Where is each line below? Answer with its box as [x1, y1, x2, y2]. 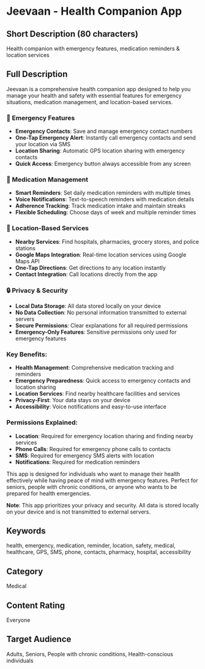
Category [6, 566, 43, 577]
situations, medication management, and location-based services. [6, 98, 173, 105]
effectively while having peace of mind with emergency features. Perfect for [6, 476, 198, 484]
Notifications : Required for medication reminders [15, 458, 140, 466]
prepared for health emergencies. [6, 490, 91, 497]
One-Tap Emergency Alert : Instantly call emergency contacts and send [15, 134, 196, 141]
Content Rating [6, 600, 65, 610]
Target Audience [6, 634, 72, 645]
